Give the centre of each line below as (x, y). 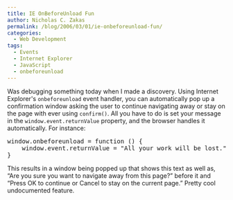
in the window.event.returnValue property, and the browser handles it (106, 120)
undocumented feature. (41, 190)
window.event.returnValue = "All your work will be (111, 148)
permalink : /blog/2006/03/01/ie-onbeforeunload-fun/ (85, 26)
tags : (15, 46)
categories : (24, 33)
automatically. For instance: (46, 128)
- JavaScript (32, 65)
